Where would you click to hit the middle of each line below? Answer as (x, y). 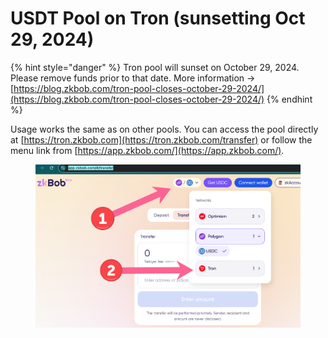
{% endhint (289, 99)
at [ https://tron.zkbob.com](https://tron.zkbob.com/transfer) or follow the (161, 139)
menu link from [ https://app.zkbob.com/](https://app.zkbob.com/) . (147, 150)
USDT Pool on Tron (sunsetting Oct (158, 18)
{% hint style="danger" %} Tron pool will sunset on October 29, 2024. (155, 67)
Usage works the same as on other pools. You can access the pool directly (164, 129)
